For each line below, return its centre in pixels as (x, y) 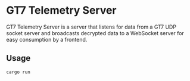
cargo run (18, 72)
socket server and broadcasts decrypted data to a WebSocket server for (95, 33)
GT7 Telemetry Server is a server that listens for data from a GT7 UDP (91, 27)
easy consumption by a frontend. (47, 39)
